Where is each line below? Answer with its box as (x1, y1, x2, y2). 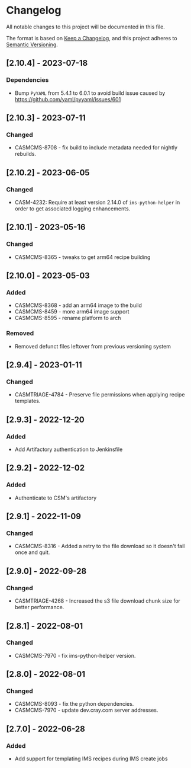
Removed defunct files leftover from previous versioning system (14, 343, 171, 350)
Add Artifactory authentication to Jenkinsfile (14, 446, 123, 453)
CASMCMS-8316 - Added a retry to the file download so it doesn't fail (14, 543, 185, 550)
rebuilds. (14, 151, 37, 158)
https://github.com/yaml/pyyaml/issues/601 (14, 95, 121, 103)
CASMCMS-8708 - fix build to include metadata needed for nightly (14, 144, 178, 151)
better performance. (14, 604, 64, 611)
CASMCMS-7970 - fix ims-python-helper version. (14, 652, 136, 659)
